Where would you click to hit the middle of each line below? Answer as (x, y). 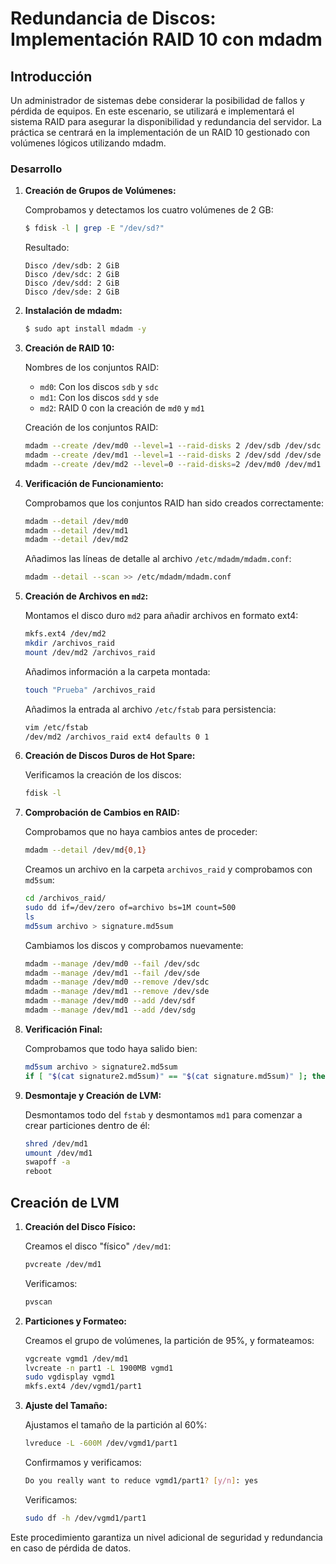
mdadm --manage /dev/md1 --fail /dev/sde (112, 973)
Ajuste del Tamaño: (66, 1406)
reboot (38, 1172)
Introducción (51, 76)
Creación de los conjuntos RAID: (91, 428)
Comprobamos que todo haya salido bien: (111, 1048)
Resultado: (47, 248)
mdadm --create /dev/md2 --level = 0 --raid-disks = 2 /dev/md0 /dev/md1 (173, 464)
